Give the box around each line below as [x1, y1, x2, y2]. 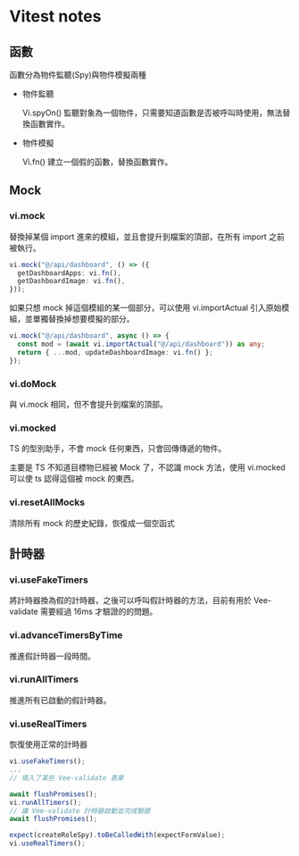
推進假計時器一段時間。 [9, 650, 96, 661]
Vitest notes [9, 6, 102, 27]
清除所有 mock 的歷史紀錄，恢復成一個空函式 [9, 517, 176, 528]
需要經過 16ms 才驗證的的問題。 [39, 606, 158, 617]
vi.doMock [9, 377, 57, 390]
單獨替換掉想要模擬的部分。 [32, 314, 135, 324]
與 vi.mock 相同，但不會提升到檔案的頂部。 [9, 399, 168, 409]
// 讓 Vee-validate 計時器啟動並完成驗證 [9, 806, 151, 815]
